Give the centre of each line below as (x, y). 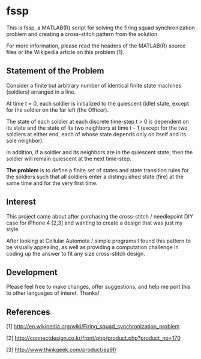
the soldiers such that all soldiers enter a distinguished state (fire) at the (95, 176)
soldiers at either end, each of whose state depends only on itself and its (96, 134)
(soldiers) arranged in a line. (41, 92)
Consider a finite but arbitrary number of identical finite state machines (94, 85)
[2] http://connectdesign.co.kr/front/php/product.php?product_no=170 (94, 338)
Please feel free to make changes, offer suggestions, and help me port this (98, 287)
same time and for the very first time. (52, 183)
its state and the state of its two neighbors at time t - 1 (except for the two (97, 128)
